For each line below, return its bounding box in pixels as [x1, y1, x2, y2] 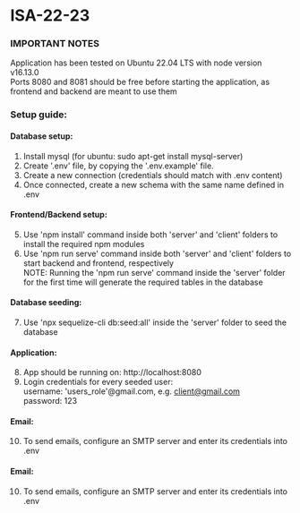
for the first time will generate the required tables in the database [22, 277, 263, 287]
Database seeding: [10, 297, 82, 308]
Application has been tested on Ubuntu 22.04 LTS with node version [10, 57, 262, 68]
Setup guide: [10, 108, 68, 121]
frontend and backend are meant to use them [10, 86, 177, 97]
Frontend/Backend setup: [10, 209, 108, 220]
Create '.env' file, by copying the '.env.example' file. [22, 160, 214, 171]
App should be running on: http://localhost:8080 [22, 367, 202, 378]
